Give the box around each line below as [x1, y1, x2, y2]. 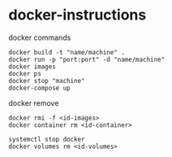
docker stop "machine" [8, 76, 85, 85]
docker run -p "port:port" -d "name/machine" [8, 55, 165, 63]
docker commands [8, 33, 71, 42]
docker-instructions [8, 6, 147, 24]
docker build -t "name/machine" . [8, 48, 126, 56]
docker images [8, 63, 57, 71]
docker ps [8, 69, 42, 78]
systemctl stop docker [8, 135, 85, 143]
